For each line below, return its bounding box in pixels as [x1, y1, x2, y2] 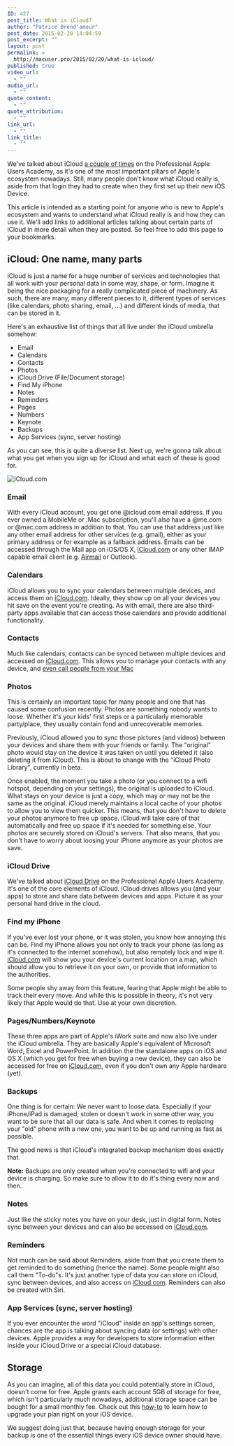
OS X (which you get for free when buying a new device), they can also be [7, 1055, 221, 1063]
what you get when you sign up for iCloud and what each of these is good [7, 453, 220, 462]
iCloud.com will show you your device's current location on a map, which [7, 955, 218, 964]
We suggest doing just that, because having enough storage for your [7, 1424, 205, 1432]
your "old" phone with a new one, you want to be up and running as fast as [7, 1125, 223, 1133]
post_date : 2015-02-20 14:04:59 [7, 29, 101, 37]
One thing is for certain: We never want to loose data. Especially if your [7, 1102, 212, 1111]
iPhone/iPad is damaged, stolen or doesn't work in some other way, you [7, 1110, 214, 1118]
